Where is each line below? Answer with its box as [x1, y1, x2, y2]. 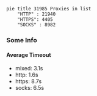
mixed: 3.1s [15, 65, 43, 72]
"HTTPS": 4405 [17, 17, 53, 23]
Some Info [6, 35, 38, 44]
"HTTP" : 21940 [17, 11, 56, 17]
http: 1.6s [15, 71, 38, 79]
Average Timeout [6, 51, 51, 58]
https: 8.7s [15, 78, 42, 85]
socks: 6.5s [15, 84, 45, 92]
